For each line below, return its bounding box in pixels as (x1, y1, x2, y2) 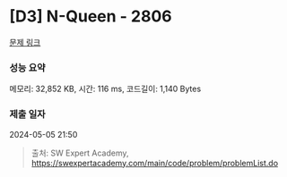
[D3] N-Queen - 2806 (9, 6, 172, 27)
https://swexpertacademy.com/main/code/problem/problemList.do (30, 157, 279, 168)
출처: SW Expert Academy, (30, 147, 129, 158)
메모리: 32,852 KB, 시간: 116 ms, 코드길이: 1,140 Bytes (9, 83, 202, 95)
